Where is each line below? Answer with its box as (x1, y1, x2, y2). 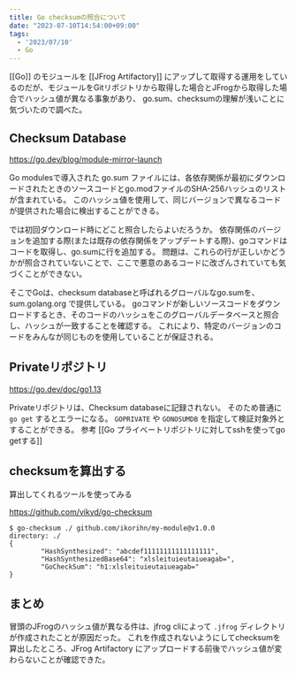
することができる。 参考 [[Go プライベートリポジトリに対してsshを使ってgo (9, 424, 285, 434)
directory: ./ (9, 532, 62, 540)
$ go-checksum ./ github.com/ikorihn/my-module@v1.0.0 (9, 524, 216, 532)
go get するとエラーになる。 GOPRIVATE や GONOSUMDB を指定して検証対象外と (9, 413, 285, 424)
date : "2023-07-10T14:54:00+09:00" (9, 21, 140, 30)
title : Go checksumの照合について (9, 12, 126, 22)
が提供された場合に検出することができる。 (9, 205, 164, 216)
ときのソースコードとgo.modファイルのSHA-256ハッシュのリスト (47, 183, 287, 194)
